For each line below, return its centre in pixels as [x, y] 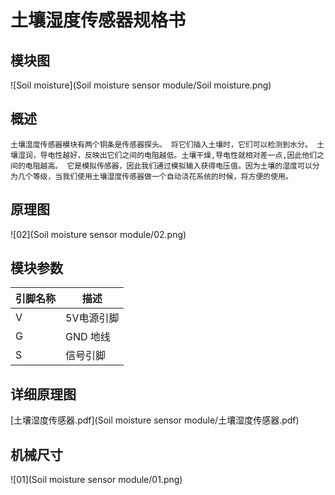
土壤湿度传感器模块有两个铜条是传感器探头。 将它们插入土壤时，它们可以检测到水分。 [161, 144]
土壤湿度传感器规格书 [98, 20]
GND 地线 [88, 337]
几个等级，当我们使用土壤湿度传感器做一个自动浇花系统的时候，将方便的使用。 [155, 176]
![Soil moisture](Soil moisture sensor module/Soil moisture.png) [141, 85]
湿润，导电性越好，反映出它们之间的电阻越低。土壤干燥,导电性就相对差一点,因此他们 [167, 155]
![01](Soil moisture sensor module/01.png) [96, 480]
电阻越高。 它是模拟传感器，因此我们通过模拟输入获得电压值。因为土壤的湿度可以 [168, 166]
